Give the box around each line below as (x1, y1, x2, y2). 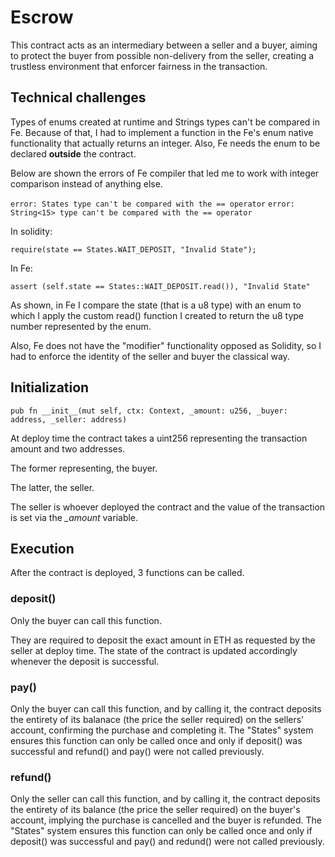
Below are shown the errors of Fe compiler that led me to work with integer (10, 167, 320, 179)
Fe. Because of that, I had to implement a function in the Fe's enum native (10, 126, 314, 138)
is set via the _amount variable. (10, 511, 139, 523)
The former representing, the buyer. (10, 462, 158, 474)
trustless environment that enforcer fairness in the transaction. (10, 60, 268, 72)
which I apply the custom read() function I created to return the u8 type (10, 309, 305, 321)
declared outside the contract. (10, 147, 137, 160)
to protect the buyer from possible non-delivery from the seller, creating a (10, 49, 315, 61)
